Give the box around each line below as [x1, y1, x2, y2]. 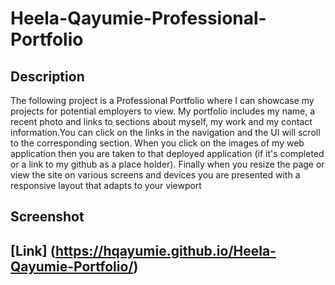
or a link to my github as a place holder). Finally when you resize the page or [10, 158, 325, 170]
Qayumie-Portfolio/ [10, 258, 134, 275]
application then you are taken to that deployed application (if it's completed [10, 148, 325, 159]
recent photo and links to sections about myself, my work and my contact [10, 116, 313, 127]
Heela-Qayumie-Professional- [10, 7, 267, 30]
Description [10, 68, 85, 85]
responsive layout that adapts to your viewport [10, 180, 202, 191]
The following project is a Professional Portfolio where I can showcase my [10, 95, 315, 106]
